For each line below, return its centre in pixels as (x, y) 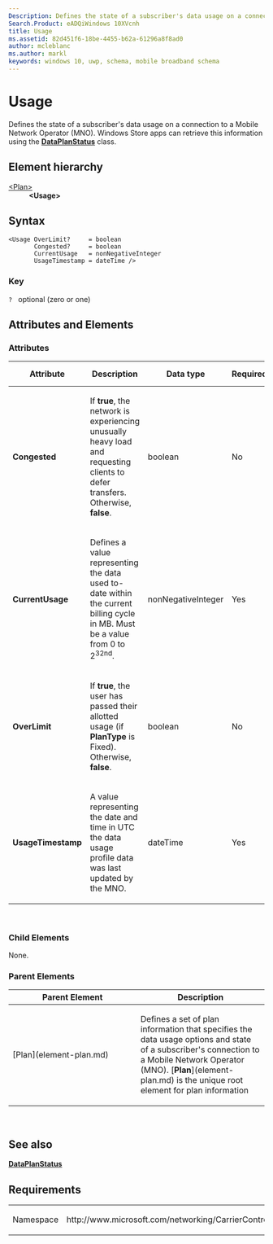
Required (249, 374)
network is (110, 411)
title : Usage (30, 31)
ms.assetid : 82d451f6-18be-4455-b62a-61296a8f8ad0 (96, 39)
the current (111, 603)
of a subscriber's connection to (200, 1049)
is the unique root (210, 1080)
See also (30, 1144)
